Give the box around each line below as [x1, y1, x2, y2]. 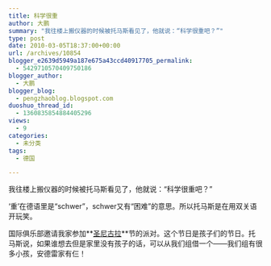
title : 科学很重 [8, 11, 58, 20]
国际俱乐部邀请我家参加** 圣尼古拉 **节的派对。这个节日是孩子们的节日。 [8, 229, 249, 239]
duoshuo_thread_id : [8, 102, 74, 110]
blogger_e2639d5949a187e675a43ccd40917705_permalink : [8, 57, 194, 65]
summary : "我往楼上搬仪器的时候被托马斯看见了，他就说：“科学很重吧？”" [8, 27, 224, 35]
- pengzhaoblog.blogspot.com [15, 94, 114, 102]
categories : [8, 131, 48, 139]
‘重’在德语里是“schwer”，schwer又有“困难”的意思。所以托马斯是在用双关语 [8, 202, 257, 211]
